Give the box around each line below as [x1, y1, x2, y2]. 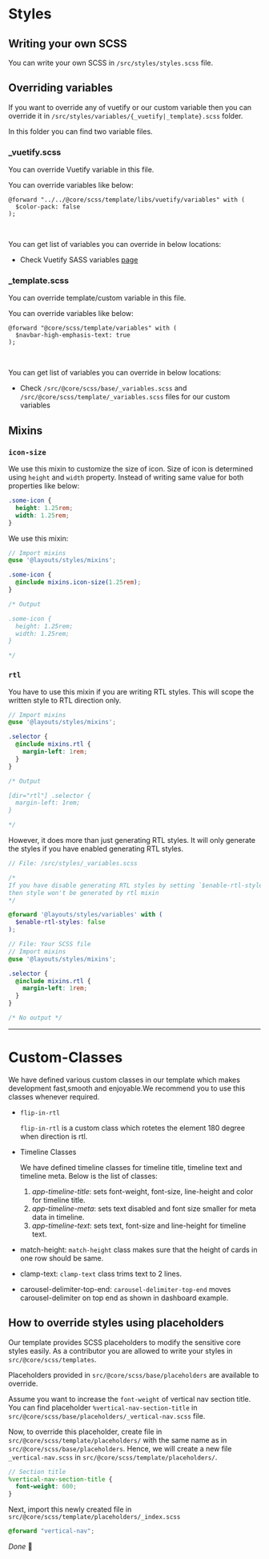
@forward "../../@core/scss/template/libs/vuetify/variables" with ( [8, 196, 246, 204]
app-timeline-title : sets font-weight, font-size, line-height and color [31, 1186, 254, 1196]
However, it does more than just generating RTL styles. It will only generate [8, 836, 256, 845]
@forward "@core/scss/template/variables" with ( [8, 324, 178, 333]
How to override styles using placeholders [8, 1316, 224, 1330]
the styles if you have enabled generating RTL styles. [8, 844, 184, 854]
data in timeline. [31, 1212, 85, 1221]
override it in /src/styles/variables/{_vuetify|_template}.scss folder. [8, 111, 243, 120]
